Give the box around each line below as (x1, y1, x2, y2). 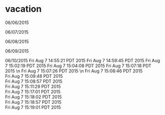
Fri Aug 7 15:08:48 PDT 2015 (5, 73, 63, 79)
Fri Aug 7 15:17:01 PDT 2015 (5, 89, 61, 94)
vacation (5, 3, 42, 15)
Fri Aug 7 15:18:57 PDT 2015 (5, 99, 62, 105)
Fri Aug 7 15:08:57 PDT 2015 (5, 78, 63, 84)
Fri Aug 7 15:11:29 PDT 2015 (5, 83, 61, 89)
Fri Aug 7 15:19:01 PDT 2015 (5, 104, 61, 110)
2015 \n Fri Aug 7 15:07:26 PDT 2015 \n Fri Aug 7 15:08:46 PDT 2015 (5, 68, 143, 74)
